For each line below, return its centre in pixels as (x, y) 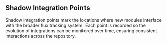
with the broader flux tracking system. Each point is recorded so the (76, 25)
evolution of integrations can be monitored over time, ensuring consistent (81, 31)
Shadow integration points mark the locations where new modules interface (83, 20)
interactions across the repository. (41, 36)
